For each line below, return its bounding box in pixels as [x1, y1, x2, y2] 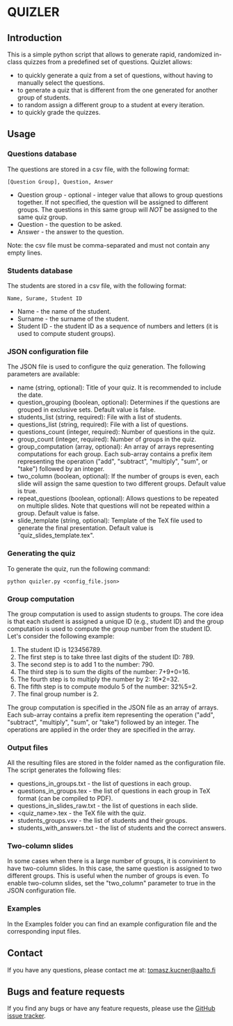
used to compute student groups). [17, 329, 116, 337]
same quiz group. [17, 213, 68, 221]
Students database [7, 266, 73, 275]
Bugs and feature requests [7, 986, 125, 997]
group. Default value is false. [17, 509, 100, 518]
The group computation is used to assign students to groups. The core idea [7, 609, 224, 618]
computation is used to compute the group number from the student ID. [7, 624, 212, 633]
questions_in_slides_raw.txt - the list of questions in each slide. [17, 801, 198, 810]
